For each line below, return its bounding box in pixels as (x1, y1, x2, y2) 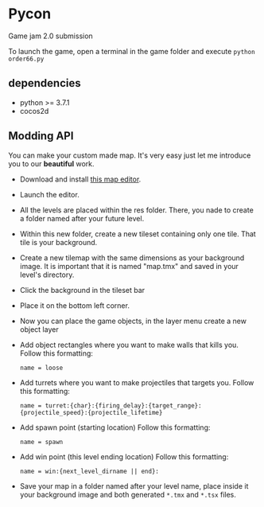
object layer (19, 324, 59, 334)
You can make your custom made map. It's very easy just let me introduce (8, 150, 251, 160)
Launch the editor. (19, 189, 80, 199)
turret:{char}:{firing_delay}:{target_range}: (45, 401, 202, 410)
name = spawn (19, 438, 64, 446)
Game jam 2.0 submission (8, 31, 93, 41)
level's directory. (19, 270, 75, 279)
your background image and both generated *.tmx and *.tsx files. (19, 489, 237, 499)
